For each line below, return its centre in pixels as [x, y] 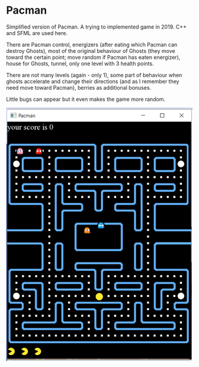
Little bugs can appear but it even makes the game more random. [86, 99]
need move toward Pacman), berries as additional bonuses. [79, 87]
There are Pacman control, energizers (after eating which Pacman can [92, 45]
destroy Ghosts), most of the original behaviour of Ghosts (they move [91, 50]
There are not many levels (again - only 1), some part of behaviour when [94, 75]
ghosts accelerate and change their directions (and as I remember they [93, 81]
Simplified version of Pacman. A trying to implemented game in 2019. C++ [96, 27]
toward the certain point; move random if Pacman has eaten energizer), [93, 57]
